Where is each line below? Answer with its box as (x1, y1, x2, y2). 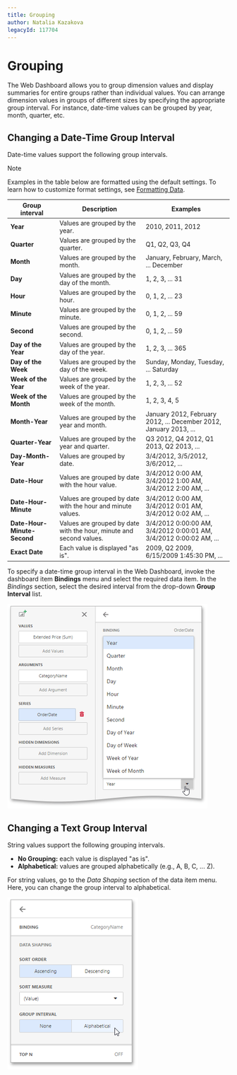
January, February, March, (145, 253, 223, 262)
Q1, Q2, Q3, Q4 (145, 240, 191, 248)
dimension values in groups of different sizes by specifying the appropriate (7, 96, 226, 105)
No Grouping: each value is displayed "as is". (17, 854, 150, 863)
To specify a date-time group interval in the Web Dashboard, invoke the (7, 566, 215, 576)
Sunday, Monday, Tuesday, (145, 357, 224, 366)
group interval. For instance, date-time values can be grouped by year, (7, 103, 213, 112)
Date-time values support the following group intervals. (7, 151, 168, 159)
